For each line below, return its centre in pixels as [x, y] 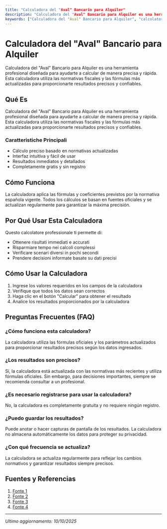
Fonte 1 [20, 491]
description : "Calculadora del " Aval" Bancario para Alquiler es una [79, 14]
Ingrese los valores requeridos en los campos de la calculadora [77, 285]
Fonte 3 [20, 501]
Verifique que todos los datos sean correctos [59, 291]
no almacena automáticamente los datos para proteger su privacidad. [76, 434]
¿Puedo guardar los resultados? [44, 418]
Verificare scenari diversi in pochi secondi [55, 253]
